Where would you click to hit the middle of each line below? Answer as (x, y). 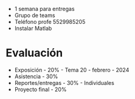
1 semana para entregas (44, 9)
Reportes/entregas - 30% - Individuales (64, 82)
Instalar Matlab (33, 28)
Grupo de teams (35, 15)
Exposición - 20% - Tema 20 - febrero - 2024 (72, 70)
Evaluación (34, 53)
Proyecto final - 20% (40, 89)
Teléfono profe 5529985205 (50, 22)
